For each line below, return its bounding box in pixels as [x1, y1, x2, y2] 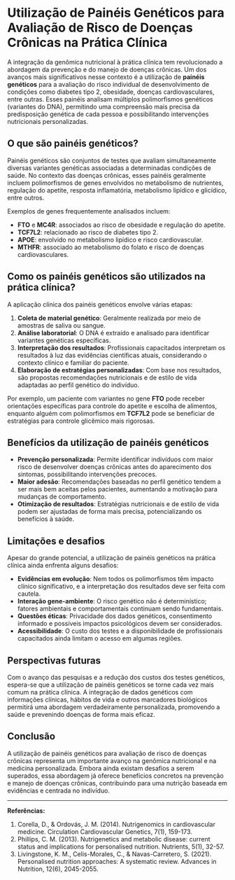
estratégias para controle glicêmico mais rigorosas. [7, 417, 155, 425]
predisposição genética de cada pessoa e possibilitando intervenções [7, 110, 209, 118]
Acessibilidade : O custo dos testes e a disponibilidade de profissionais [17, 627, 223, 635]
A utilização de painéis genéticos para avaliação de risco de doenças [7, 749, 207, 757]
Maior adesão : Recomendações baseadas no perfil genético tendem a [17, 477, 222, 486]
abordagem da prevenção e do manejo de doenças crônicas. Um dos [7, 65, 207, 74]
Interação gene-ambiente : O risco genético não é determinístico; [17, 597, 207, 606]
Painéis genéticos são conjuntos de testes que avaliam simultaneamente [7, 156, 217, 165]
